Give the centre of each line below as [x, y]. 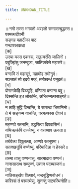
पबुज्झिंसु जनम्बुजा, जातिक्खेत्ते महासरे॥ [35, 62]
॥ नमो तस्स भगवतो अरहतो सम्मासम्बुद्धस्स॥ [39, 29]
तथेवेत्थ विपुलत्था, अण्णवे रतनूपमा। [32, 141]
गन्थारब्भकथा [15, 45]
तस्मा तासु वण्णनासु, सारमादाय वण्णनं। [35, 158]
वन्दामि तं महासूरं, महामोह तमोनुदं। [32, 74]
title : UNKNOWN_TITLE [28, 10]
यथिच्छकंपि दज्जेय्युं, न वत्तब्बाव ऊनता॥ [36, 130]
